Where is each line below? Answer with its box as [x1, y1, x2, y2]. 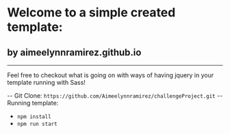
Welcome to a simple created [7, 5, 176, 21]
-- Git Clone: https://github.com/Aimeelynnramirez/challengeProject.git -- [7, 92, 223, 100]
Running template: [7, 99, 59, 107]
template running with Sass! [7, 79, 86, 86]
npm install [16, 113, 51, 120]
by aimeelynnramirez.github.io [7, 46, 142, 58]
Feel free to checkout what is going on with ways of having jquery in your [7, 71, 214, 79]
